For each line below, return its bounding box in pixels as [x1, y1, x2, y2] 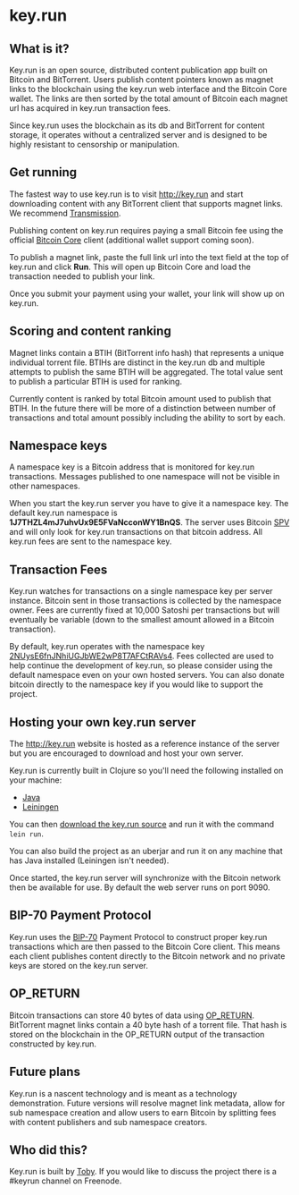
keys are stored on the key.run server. [9, 960, 149, 970]
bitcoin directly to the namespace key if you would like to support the [9, 679, 263, 690]
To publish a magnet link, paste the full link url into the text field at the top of [9, 251, 289, 262]
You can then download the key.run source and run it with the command [9, 819, 275, 830]
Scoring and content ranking [9, 324, 171, 339]
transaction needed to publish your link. [9, 270, 155, 282]
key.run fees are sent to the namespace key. [9, 536, 172, 547]
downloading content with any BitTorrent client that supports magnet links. [9, 198, 284, 208]
